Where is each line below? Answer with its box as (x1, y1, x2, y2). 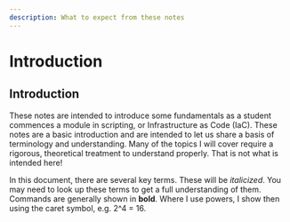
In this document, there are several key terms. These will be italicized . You (9, 174, 282, 185)
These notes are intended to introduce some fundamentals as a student (9, 110, 271, 121)
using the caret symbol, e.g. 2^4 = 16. (9, 202, 147, 213)
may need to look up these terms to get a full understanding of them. (9, 184, 262, 194)
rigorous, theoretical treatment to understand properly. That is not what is (9, 147, 278, 158)
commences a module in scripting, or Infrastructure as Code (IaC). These (9, 119, 278, 130)
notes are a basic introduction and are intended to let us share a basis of (9, 129, 275, 139)
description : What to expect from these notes (9, 12, 185, 22)
